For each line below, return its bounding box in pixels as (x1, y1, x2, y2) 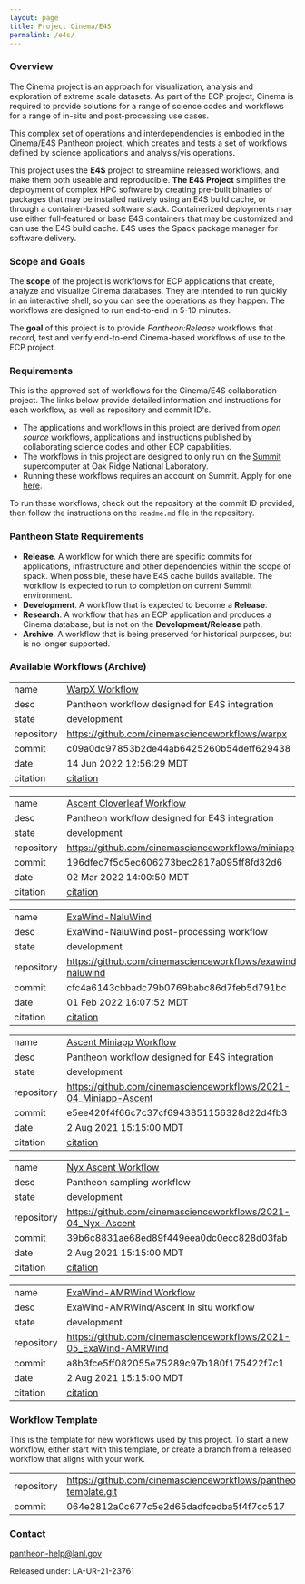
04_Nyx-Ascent (66, 1216, 136, 1229)
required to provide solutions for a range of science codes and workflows (9, 100, 284, 111)
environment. (22, 589, 73, 601)
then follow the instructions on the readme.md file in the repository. (9, 507, 255, 519)
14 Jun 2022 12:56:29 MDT (66, 756, 189, 769)
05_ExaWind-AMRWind (66, 1342, 169, 1355)
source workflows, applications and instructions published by (22, 432, 252, 442)
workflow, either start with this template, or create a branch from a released (9, 1444, 292, 1455)
